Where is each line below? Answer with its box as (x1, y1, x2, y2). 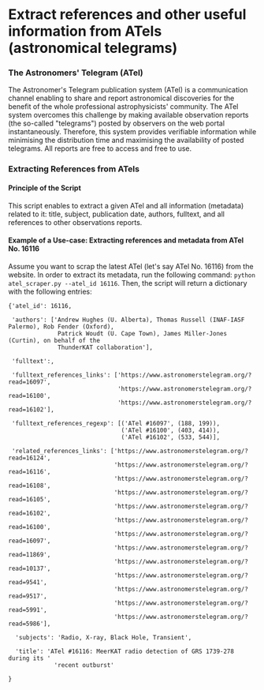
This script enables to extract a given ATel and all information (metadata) (8, 201, 244, 210)
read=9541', (8, 578, 47, 586)
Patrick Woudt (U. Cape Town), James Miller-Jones (58, 329, 227, 337)
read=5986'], (8, 620, 51, 628)
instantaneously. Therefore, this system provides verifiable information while (8, 127, 257, 137)
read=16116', (8, 467, 51, 475)
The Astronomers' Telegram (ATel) (8, 67, 143, 78)
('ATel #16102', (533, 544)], (121, 433, 221, 441)
